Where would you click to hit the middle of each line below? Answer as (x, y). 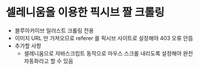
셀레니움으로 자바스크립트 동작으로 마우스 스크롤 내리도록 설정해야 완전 (108, 53)
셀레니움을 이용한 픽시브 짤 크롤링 (85, 12)
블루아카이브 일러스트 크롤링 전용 (54, 30)
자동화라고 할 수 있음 (49, 61)
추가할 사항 (28, 46)
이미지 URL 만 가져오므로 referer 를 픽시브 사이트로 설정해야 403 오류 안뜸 (104, 38)
